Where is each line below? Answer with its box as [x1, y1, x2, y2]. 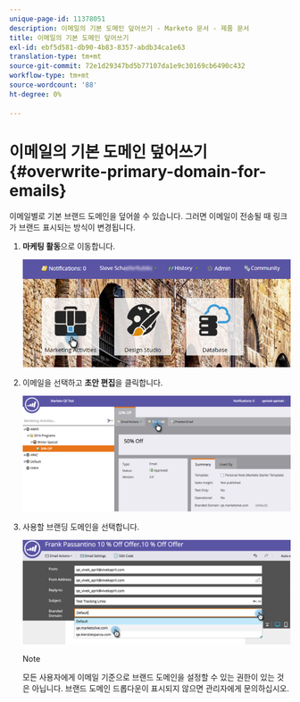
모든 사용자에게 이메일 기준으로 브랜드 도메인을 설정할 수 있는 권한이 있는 [21, 672, 275, 682]
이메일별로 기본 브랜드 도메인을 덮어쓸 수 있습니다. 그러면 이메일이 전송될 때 [9, 211, 271, 222]
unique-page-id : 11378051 [9, 14, 105, 23]
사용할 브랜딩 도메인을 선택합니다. [21, 521, 140, 532]
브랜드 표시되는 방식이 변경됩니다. [18, 222, 136, 233]
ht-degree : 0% [9, 89, 62, 98]
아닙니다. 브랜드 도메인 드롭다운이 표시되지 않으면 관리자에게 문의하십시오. [31, 682, 290, 693]
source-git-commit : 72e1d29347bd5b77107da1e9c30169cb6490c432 [9, 62, 246, 71]
